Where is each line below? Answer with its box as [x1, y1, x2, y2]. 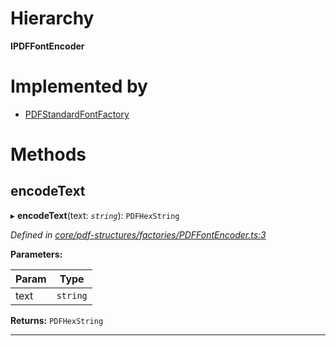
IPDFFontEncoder [10, 40, 85, 52]
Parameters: [10, 248, 63, 260]
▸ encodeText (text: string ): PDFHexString [10, 209, 180, 221]
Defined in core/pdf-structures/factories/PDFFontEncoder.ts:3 [10, 228, 267, 241]
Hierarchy [10, 7, 95, 30]
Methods [10, 143, 87, 166]
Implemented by [10, 75, 148, 98]
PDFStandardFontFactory [24, 108, 130, 120]
